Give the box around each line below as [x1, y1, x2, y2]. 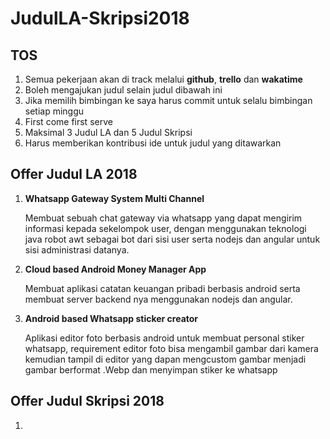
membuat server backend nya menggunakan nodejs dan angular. [24, 293, 293, 305]
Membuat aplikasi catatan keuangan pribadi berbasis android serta [24, 282, 301, 294]
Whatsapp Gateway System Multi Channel [24, 192, 205, 204]
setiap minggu [24, 105, 85, 117]
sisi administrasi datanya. [24, 243, 130, 256]
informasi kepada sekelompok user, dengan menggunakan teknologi [24, 222, 307, 234]
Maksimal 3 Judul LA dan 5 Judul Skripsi [24, 127, 193, 138]
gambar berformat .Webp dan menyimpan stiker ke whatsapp [24, 363, 278, 376]
